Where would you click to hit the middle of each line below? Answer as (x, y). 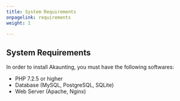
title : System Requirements (41, 12)
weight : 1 (19, 23)
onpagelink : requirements (38, 17)
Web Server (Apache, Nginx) (50, 91)
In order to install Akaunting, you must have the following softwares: (90, 67)
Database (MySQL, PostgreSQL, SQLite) (64, 85)
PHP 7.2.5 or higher (39, 79)
